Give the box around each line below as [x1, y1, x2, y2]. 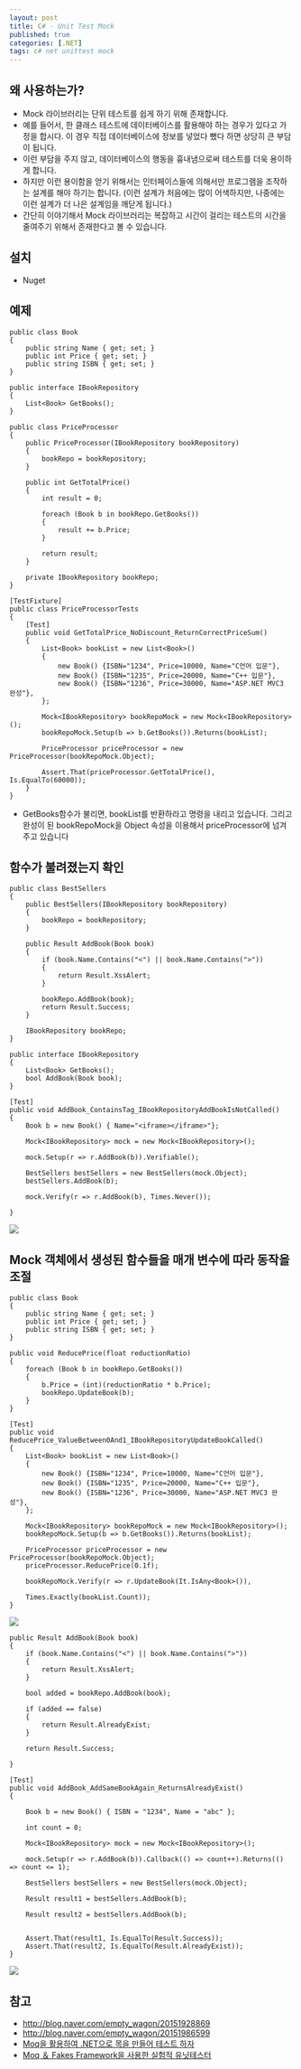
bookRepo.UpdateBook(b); [41, 1389, 135, 1398]
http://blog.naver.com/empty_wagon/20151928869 [22, 2018, 211, 2028]
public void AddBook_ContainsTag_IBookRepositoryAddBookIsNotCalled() [9, 1106, 280, 1115]
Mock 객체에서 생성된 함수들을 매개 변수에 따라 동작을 [9, 1252, 290, 1268]
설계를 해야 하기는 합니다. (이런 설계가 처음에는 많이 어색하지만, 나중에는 [32, 187, 286, 198]
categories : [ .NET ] [9, 38, 83, 48]
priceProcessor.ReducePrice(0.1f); [25, 1561, 160, 1570]
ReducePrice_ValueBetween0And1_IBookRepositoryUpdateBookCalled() [9, 1436, 264, 1446]
